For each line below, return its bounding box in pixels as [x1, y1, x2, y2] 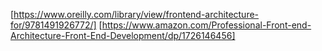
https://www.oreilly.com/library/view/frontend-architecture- [13, 9, 260, 20]
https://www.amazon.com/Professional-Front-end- [101, 19, 312, 31]
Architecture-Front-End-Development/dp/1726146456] [10, 30, 236, 41]
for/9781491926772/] [10, 19, 97, 31]
